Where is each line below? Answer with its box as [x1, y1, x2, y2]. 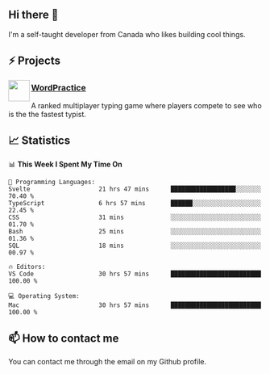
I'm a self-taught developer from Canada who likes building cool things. [8, 29, 246, 39]
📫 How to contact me [8, 331, 119, 345]
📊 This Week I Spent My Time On [8, 159, 123, 170]
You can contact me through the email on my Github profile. [8, 357, 207, 367]
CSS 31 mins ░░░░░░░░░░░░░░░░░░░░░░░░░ [8, 213, 262, 222]
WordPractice [31, 82, 86, 94]
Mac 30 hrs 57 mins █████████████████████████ [8, 301, 262, 309]
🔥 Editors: [8, 263, 46, 271]
